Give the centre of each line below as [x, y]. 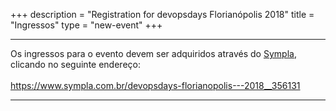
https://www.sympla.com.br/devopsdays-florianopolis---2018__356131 [155, 85]
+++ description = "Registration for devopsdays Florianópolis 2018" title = [162, 14]
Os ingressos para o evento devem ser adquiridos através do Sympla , [153, 53]
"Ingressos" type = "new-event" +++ [86, 25]
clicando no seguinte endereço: [75, 64]
